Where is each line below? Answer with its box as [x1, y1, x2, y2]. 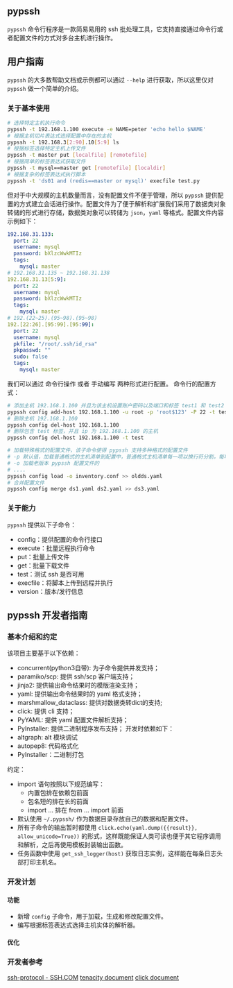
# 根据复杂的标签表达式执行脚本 [7, 171, 86, 178]
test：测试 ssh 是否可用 [17, 570, 85, 578]
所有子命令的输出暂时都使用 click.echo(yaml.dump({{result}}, [17, 824, 198, 832]
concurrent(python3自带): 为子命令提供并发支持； [17, 664, 160, 672]
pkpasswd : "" [13, 347, 51, 354]
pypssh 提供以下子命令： [7, 520, 76, 529]
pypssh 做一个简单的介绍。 [7, 84, 83, 92]
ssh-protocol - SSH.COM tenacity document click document [7, 973, 179, 982]
